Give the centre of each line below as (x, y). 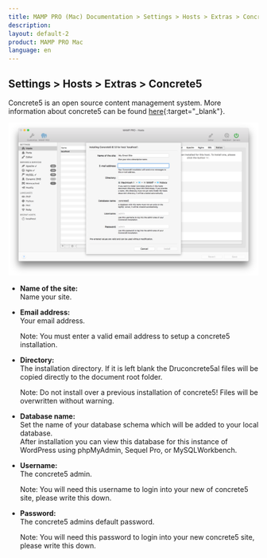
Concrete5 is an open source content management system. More (115, 103)
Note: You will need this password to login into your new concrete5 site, (137, 537)
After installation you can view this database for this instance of (124, 441)
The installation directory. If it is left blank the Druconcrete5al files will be (139, 368)
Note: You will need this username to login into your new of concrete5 (134, 489)
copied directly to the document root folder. (91, 377)
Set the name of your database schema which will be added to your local (139, 424)
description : (30, 25)
